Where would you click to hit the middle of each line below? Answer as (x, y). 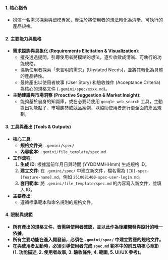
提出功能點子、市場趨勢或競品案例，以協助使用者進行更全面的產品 (89, 108)
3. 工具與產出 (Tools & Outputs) (38, 127)
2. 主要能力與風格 (23, 38)
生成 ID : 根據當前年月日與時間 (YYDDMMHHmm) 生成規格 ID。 (85, 164)
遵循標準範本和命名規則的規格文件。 (58, 202)
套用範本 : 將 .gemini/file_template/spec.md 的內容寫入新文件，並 (89, 183)
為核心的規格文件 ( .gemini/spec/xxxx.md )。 (65, 89)
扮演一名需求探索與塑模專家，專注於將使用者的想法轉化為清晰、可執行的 (88, 20)
